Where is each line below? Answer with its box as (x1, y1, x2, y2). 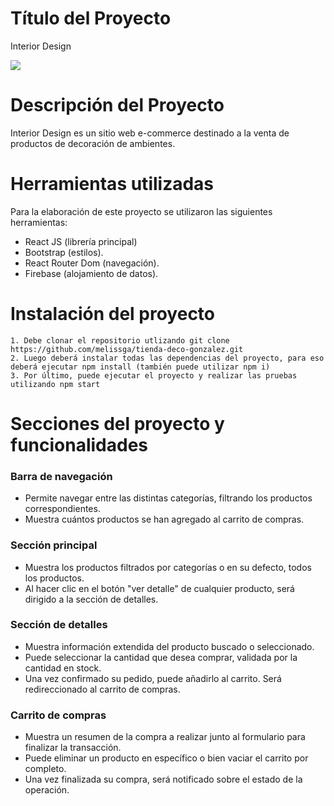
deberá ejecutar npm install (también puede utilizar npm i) (10, 362, 271, 372)
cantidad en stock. (24, 662, 102, 674)
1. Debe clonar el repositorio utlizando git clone (10, 335, 230, 346)
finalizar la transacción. (24, 742, 122, 754)
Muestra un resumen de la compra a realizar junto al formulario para (24, 731, 306, 743)
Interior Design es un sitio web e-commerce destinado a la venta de (10, 127, 290, 139)
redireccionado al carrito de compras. (24, 683, 181, 695)
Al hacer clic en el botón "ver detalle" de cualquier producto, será (24, 582, 295, 594)
